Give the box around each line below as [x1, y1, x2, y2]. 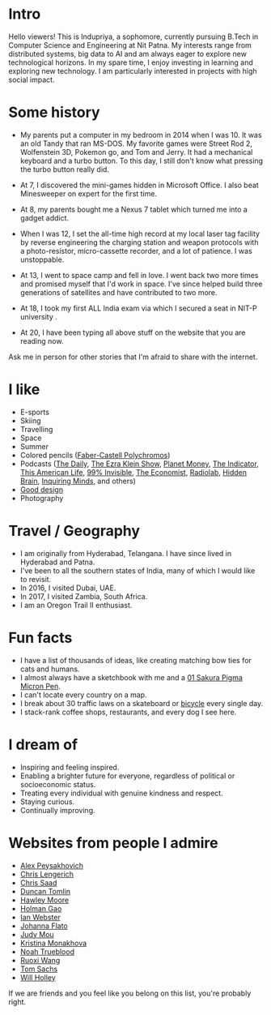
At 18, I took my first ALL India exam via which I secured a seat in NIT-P [19, 303, 257, 313]
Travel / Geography [8, 522, 140, 540]
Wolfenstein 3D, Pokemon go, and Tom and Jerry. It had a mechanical [19, 147, 253, 156]
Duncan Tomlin [19, 886, 71, 896]
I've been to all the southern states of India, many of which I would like [19, 565, 256, 576]
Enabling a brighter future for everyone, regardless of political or [19, 771, 235, 781]
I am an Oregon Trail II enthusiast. [19, 600, 133, 610]
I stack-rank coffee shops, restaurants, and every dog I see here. [19, 707, 237, 717]
